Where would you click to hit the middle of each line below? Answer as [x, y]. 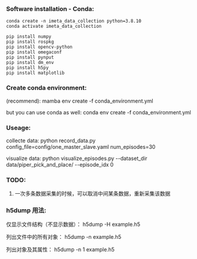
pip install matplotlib [35, 73]
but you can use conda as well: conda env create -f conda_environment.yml [98, 112]
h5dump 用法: [26, 210]
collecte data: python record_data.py [51, 140]
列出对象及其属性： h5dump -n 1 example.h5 [60, 250]
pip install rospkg [30, 42]
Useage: [19, 127]
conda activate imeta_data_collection [54, 26]
